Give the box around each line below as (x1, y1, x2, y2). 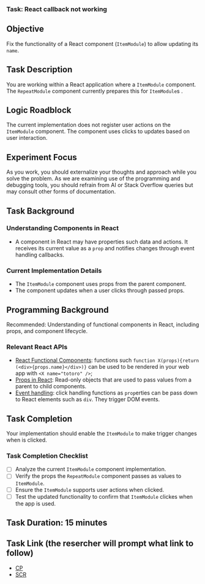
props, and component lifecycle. (6, 327, 88, 334)
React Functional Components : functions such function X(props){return (15, 356, 199, 364)
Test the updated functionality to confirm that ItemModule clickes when (15, 493, 193, 500)
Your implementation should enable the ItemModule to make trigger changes (6, 430, 197, 437)
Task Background (6, 206, 75, 216)
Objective (6, 24, 45, 34)
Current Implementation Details (6, 266, 102, 275)
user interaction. (6, 134, 48, 142)
